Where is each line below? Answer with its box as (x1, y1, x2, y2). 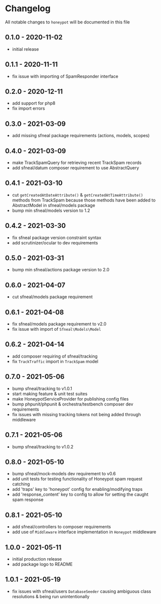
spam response (12, 497, 44, 503)
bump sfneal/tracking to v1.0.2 (12, 443, 74, 449)
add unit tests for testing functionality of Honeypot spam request (12, 476, 142, 482)
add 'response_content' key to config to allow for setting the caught (12, 491, 149, 498)
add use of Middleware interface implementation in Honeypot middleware (12, 529, 157, 535)
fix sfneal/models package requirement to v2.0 (12, 321, 106, 327)
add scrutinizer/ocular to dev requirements (12, 240, 99, 245)
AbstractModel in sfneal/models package (12, 202, 95, 208)
